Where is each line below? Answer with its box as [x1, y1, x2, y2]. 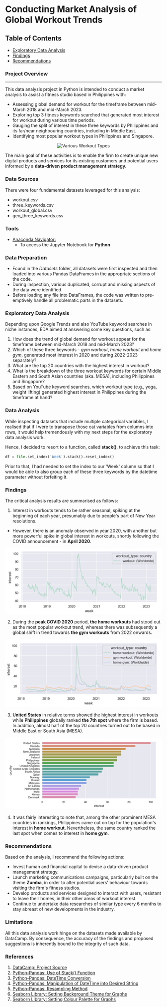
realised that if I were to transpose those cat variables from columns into [5, 424, 154, 430]
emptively [12, 297, 33, 303]
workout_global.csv [12, 207, 53, 213]
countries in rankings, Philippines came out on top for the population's [12, 820, 157, 826]
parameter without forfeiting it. [5, 474, 68, 480]
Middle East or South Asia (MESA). [12, 728, 83, 734]
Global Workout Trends [5, 14, 103, 25]
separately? [12, 357, 37, 363]
